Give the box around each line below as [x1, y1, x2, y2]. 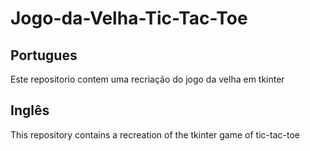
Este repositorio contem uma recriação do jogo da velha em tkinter [10, 73, 285, 85]
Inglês [10, 102, 50, 119]
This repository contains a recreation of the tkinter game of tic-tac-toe [10, 128, 300, 141]
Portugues [10, 47, 78, 64]
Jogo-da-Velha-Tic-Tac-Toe [10, 7, 248, 30]
